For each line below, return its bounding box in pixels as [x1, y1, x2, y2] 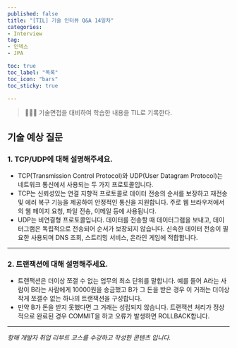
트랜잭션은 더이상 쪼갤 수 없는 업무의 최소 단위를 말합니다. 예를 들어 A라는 [17, 277, 220, 285]
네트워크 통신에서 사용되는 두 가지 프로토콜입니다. [17, 181, 154, 189]
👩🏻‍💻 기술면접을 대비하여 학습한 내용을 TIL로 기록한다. [24, 109, 173, 117]
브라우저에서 [190, 198, 225, 207]
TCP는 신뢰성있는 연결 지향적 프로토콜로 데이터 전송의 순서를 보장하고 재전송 [17, 189, 228, 198]
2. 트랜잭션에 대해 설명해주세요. [7, 259, 109, 269]
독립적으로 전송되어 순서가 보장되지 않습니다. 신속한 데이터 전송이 [42, 224, 221, 233]
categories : [7, 23, 42, 30]
